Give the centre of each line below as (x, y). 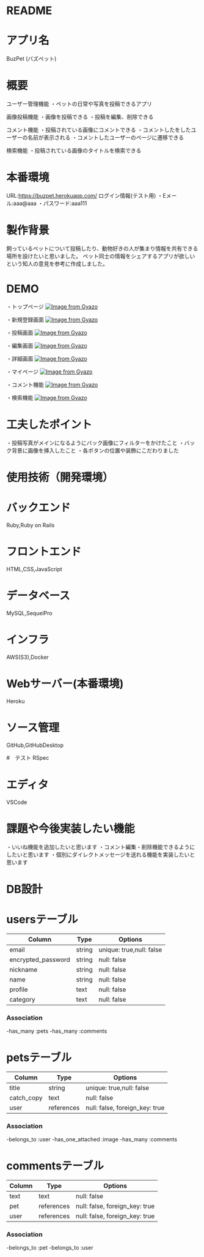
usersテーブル (42, 919)
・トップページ (25, 306)
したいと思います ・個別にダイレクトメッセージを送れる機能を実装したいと (101, 854)
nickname (24, 969)
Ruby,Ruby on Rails (31, 525)
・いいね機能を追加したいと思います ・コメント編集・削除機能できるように (101, 847)
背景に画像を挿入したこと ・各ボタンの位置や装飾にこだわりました (95, 450)
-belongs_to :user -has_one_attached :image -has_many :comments (92, 1139)
